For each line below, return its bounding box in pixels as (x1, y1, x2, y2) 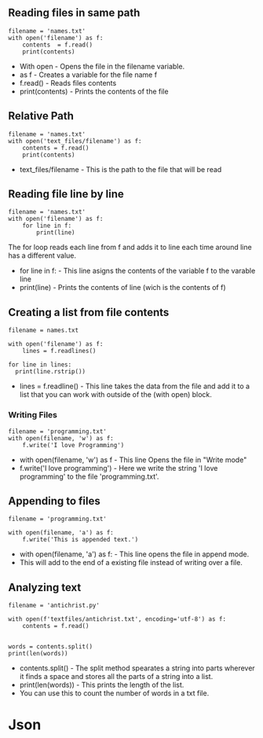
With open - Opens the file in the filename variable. (19, 61, 185, 71)
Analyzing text (8, 581, 82, 594)
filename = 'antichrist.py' (8, 601, 100, 610)
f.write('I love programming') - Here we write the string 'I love (19, 463, 218, 472)
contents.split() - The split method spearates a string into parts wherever (19, 663, 255, 673)
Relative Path (8, 109, 75, 123)
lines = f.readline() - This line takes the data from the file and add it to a (19, 381, 250, 391)
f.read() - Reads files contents (19, 78, 117, 87)
